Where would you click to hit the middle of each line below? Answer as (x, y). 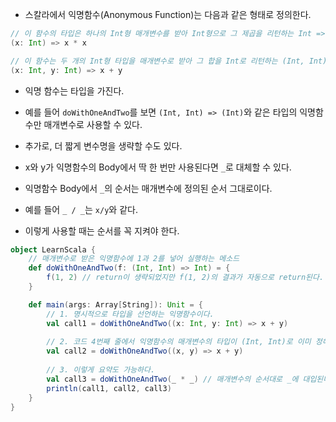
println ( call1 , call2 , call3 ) (109, 388)
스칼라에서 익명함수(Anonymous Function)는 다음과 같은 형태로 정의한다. (168, 14)
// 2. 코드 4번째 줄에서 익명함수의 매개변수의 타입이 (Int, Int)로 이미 (179, 342)
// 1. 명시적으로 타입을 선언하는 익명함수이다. (130, 314)
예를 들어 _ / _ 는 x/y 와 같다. (81, 209)
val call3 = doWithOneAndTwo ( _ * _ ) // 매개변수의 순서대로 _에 (172, 379)
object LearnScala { (53, 249)
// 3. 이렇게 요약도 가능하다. (101, 370)
